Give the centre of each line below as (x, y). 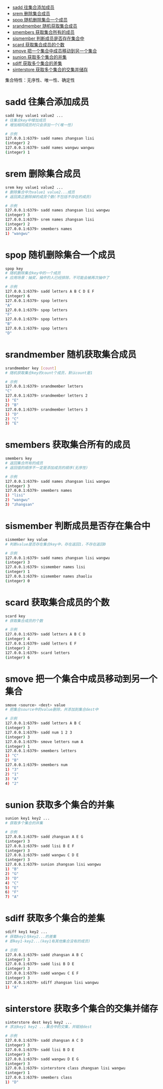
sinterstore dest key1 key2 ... (39, 1022)
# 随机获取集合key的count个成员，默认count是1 (49, 373)
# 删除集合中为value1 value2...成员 (40, 192)
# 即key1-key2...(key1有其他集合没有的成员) (48, 941)
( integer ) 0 (17, 581)
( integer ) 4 (17, 639)
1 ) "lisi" (15, 495)
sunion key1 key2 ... (28, 818)
